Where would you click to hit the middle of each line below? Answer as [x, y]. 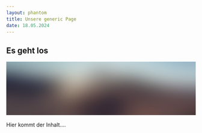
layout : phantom [26, 13]
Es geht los [27, 50]
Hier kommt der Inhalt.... [36, 125]
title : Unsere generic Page [41, 19]
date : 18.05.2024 [28, 25]
